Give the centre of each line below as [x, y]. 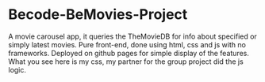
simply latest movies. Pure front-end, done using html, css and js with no [127, 44]
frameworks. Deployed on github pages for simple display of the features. [129, 53]
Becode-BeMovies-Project [98, 15]
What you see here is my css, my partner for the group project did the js [126, 61]
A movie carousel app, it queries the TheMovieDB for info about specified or [133, 36]
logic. [17, 69]
